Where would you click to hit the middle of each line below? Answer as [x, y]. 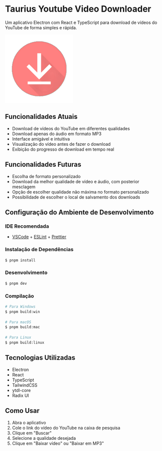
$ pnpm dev [16, 283]
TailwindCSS [25, 385]
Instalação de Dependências [39, 250]
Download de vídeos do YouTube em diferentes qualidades [71, 128]
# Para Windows [20, 306]
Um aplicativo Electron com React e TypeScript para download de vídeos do [81, 22]
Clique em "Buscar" [32, 433]
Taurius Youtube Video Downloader [78, 9]
